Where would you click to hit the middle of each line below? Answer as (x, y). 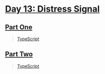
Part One (19, 27)
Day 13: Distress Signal (52, 9)
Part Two (19, 54)
